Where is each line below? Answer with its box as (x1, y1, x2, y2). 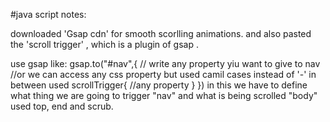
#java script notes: (10, 9, 87, 20)
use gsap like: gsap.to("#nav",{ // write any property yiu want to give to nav (10, 58, 321, 69)
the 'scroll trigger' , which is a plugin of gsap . (10, 39, 199, 50)
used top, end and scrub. (10, 100, 114, 112)
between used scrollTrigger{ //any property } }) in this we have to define (10, 79, 308, 91)
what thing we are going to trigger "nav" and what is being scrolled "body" (10, 90, 318, 101)
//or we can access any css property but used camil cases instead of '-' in (10, 69, 317, 80)
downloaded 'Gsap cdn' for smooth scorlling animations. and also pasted (10, 28, 312, 39)
